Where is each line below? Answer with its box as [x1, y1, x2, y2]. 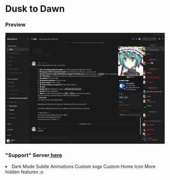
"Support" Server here [5, 152, 62, 159]
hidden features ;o [5, 168, 44, 175]
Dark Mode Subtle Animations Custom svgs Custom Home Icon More [12, 163, 156, 169]
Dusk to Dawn [5, 3, 65, 15]
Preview [5, 21, 26, 28]
